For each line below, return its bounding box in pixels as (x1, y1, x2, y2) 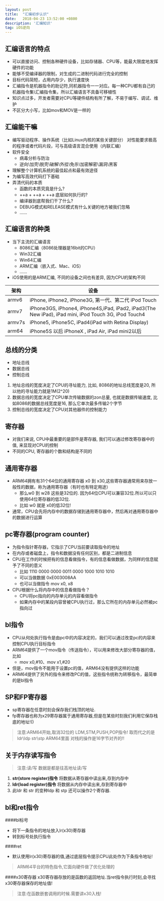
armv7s (7, 319, 25, 326)
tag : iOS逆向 (5, 25, 30, 30)
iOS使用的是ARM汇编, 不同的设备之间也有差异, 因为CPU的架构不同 (12, 274, 145, 280)
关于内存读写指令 (5, 751, 57, 759)
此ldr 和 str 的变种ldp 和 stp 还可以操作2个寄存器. (12, 788, 111, 794)
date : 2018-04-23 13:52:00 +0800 (5, 16, 78, 21)
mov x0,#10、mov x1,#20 (19, 659, 71, 665)
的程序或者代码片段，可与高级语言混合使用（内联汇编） (12, 143, 123, 149)
